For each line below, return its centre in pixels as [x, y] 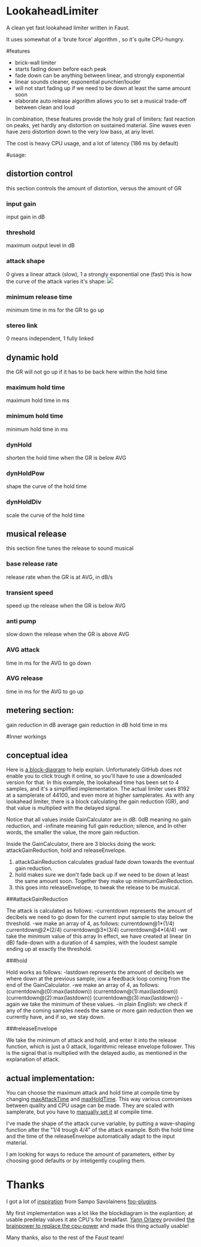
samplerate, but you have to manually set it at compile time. [80, 1112]
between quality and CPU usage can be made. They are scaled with [90, 1105]
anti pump [21, 621]
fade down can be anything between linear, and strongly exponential [100, 75]
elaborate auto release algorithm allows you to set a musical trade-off [101, 101]
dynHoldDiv [24, 502]
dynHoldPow [25, 473]
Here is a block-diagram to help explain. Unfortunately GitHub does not [94, 770]
